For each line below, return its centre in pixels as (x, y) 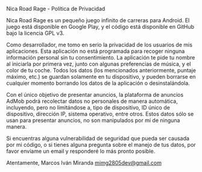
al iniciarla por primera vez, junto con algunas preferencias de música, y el (99, 64)
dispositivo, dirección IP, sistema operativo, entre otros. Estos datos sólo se (100, 114)
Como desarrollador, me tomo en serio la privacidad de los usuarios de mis (99, 45)
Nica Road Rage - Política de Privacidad (56, 9)
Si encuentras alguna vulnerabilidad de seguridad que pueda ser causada (98, 138)
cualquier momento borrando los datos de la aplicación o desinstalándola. (98, 83)
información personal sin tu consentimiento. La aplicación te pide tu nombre (101, 57)
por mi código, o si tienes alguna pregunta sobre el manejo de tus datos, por (101, 145)
